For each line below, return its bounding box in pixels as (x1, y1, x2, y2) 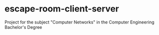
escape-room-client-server (4, 3, 119, 14)
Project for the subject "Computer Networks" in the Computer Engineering (4, 19, 155, 25)
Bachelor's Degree (4, 24, 43, 30)
